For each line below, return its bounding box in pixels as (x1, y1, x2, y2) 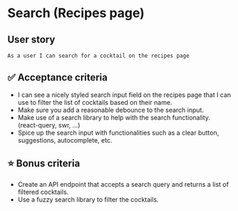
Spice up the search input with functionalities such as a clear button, (17, 128, 219, 137)
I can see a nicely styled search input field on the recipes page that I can (17, 91, 232, 99)
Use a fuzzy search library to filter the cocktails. (17, 195, 159, 204)
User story (7, 34, 56, 46)
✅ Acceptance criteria (7, 71, 108, 83)
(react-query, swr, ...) (17, 120, 81, 129)
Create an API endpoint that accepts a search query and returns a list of (17, 180, 229, 188)
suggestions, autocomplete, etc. (17, 135, 113, 144)
